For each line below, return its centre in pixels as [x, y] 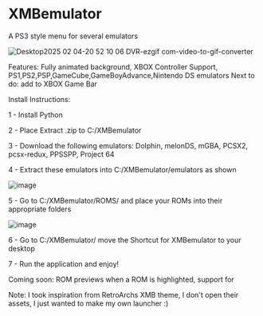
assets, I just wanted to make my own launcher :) [88, 303]
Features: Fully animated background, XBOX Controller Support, [113, 67]
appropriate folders [40, 209]
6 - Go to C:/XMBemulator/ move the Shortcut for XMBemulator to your [125, 239]
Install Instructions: [39, 99]
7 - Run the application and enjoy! [64, 263]
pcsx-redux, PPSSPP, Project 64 [61, 154]
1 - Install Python [36, 115]
